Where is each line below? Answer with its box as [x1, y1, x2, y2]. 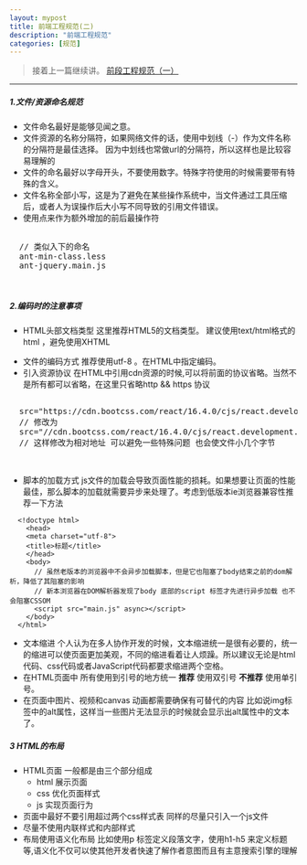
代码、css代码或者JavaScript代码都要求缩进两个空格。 [22, 660, 228, 672]
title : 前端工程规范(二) [9, 22, 94, 31]
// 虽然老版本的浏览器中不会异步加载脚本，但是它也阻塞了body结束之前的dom [33, 568, 286, 577]
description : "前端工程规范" [9, 30, 112, 39]
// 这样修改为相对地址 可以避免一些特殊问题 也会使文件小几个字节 [18, 438, 276, 448]
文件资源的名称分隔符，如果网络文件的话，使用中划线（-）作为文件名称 [22, 133, 291, 144]
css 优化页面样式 [36, 788, 101, 799]
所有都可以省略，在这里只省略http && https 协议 [30, 379, 211, 390]
